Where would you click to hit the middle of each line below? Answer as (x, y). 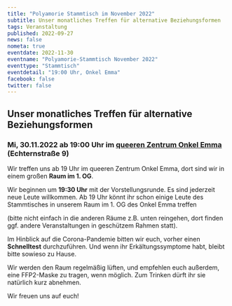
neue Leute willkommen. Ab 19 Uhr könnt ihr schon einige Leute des (105, 197)
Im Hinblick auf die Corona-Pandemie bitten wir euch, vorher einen (104, 239)
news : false (25, 40)
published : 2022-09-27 (40, 33)
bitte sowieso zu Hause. (42, 253)
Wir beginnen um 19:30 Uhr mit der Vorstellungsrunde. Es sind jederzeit (111, 189)
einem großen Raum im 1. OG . (50, 176)
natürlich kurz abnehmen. (45, 282)
